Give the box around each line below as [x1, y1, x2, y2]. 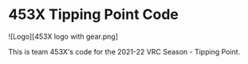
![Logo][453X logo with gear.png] [8, 32, 118, 41]
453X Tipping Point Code [8, 6, 179, 24]
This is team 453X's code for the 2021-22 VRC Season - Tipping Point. [8, 47, 241, 56]
